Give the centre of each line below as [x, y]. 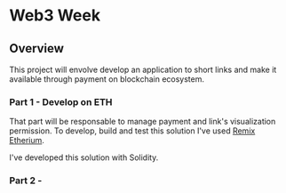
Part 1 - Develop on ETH [61, 101]
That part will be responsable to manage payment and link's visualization [143, 122]
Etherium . [27, 141]
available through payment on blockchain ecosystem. [107, 79]
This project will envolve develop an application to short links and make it [143, 69]
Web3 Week [55, 16]
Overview [37, 48]
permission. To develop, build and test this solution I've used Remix [132, 131]
